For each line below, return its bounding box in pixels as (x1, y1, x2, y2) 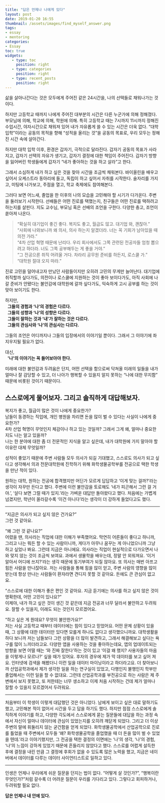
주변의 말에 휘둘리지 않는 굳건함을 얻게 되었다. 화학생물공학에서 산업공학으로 (5, 724, 151, 730)
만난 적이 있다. (10, 468, 38, 473)
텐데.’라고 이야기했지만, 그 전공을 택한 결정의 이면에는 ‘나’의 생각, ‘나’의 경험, (10, 736, 156, 742)
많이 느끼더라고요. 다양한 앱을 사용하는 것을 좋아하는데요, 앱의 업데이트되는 (14, 641, 157, 647)
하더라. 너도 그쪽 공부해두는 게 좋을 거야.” (26, 245, 106, 251)
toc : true (5, 48, 26, 53)
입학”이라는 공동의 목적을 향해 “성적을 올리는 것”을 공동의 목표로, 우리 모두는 (5, 130, 151, 135)
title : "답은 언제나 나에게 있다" (5, 7, 65, 12)
